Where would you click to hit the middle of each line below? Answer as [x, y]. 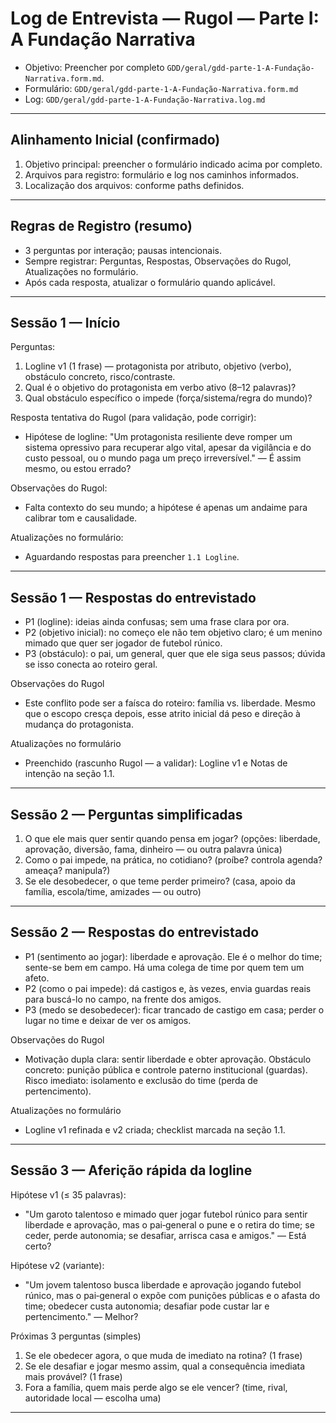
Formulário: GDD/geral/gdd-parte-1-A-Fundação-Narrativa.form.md [161, 88]
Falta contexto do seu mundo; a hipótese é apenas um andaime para [166, 508]
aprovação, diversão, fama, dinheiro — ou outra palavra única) [153, 849]
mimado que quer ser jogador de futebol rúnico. [123, 643]
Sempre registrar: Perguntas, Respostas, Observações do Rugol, [158, 261]
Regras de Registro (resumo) [101, 226]
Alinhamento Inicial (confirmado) [115, 140]
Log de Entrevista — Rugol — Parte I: [165, 18]
